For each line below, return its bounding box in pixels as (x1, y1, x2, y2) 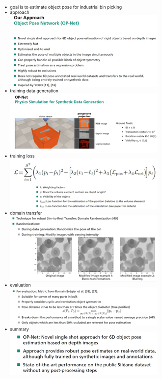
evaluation (9, 282, 31, 288)
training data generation (9, 88, 59, 94)
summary (9, 326, 29, 332)
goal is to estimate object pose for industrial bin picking (9, 4, 122, 10)
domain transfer (9, 210, 43, 216)
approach (9, 9, 29, 15)
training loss (9, 153, 35, 159)
